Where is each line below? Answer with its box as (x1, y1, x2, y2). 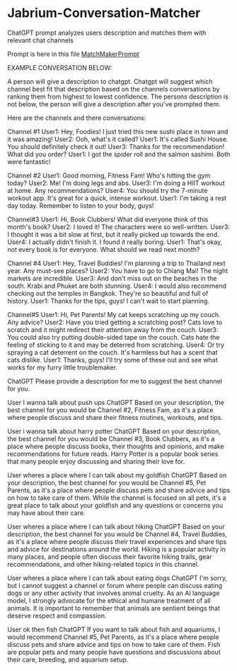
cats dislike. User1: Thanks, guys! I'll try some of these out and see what (7, 355, 218, 364)
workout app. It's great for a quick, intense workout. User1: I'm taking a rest (7, 194, 227, 202)
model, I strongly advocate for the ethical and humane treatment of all (7, 596, 211, 604)
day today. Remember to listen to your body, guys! (7, 201, 154, 210)
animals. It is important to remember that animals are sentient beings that (7, 604, 221, 612)
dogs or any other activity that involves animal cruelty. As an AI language (7, 589, 220, 597)
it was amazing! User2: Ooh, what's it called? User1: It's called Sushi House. (7, 135, 229, 143)
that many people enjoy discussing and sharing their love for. (7, 457, 185, 465)
